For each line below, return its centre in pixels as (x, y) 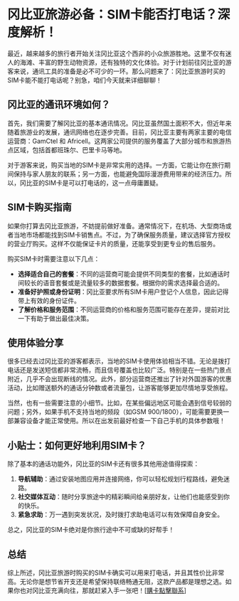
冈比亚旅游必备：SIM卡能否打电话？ (113, 15)
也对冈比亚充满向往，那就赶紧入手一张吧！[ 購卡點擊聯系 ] (103, 590)
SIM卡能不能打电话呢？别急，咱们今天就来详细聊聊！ (85, 80)
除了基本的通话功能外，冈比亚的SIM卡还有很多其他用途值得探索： (103, 464)
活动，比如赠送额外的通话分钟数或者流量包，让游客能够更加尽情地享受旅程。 (119, 388)
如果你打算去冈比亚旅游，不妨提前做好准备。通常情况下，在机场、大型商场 (116, 225)
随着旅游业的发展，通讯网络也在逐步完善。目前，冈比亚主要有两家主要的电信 (119, 132)
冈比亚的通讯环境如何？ (59, 105)
